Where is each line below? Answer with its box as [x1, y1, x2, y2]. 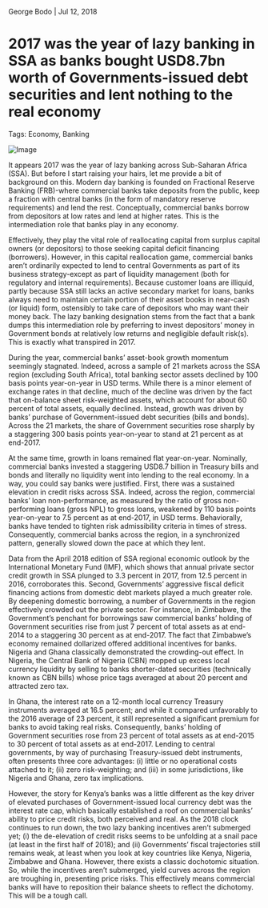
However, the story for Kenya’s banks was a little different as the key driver [8, 788, 254, 798]
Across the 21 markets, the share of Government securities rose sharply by [8, 420, 255, 430]
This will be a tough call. [8, 890, 88, 900]
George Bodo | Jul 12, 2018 [8, 7, 98, 16]
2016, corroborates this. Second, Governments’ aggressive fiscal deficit [8, 579, 245, 589]
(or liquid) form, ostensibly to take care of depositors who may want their [8, 303, 250, 313]
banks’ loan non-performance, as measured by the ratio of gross [8, 495, 222, 505]
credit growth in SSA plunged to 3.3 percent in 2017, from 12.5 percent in [8, 570, 248, 580]
